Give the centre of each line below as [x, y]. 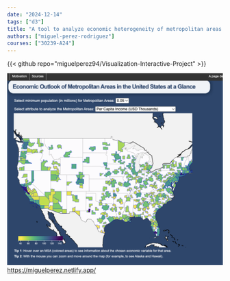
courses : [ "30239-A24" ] [41, 44]
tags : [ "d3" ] [26, 22]
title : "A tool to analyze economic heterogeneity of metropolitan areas [115, 29]
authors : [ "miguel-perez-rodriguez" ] [61, 36]
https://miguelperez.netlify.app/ [52, 270]
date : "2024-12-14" [35, 14]
